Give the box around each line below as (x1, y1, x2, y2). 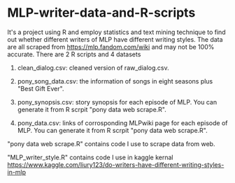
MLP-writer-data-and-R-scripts (7, 5, 196, 21)
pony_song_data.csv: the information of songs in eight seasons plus (17, 77, 213, 85)
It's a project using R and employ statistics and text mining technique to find (7, 28, 226, 36)
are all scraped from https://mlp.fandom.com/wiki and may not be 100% (7, 42, 215, 51)
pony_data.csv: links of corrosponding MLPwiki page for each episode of (17, 118, 228, 127)
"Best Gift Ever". (17, 84, 64, 93)
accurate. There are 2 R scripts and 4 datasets (7, 50, 141, 58)
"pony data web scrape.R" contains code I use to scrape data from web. (7, 139, 215, 148)
